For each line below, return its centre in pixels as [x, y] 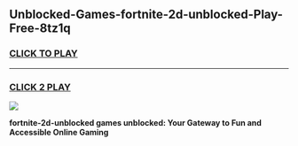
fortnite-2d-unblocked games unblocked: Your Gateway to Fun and [135, 122]
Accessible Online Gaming [59, 132]
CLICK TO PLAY [43, 54]
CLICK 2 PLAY [40, 87]
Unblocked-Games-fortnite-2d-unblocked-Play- [146, 15]
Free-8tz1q [40, 29]
